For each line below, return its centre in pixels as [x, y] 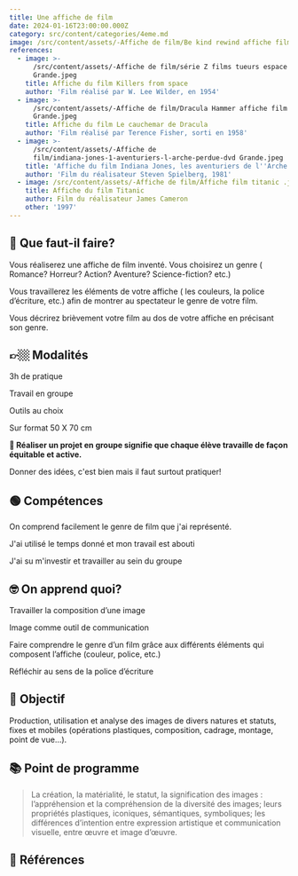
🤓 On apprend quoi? [66, 589]
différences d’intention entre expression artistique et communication [156, 823]
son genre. [29, 327]
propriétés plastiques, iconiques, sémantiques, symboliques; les [148, 813]
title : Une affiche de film [61, 17]
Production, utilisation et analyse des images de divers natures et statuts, [143, 721]
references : [31, 51]
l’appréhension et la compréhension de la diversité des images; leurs [156, 803]
